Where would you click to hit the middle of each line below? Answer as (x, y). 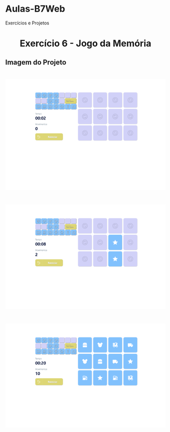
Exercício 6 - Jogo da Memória (86, 43)
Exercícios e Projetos (27, 23)
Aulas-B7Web (35, 9)
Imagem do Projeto (36, 62)
